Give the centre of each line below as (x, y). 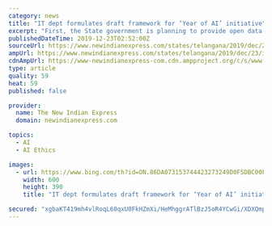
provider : (25, 106)
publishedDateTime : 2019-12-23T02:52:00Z (79, 38)
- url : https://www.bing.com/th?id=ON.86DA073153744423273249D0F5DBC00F (141, 172)
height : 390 (43, 187)
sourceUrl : (27, 46)
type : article (32, 69)
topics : (21, 135)
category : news (34, 16)
